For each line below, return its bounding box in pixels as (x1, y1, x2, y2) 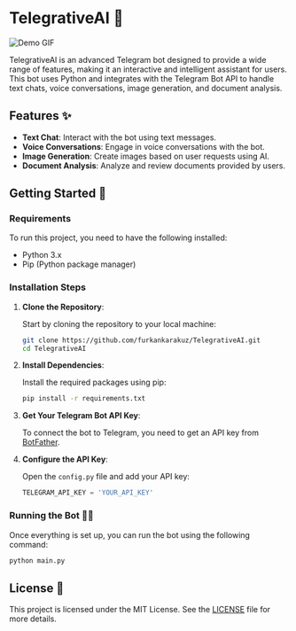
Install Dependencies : (21, 360, 105, 370)
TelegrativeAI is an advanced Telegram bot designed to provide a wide (9, 54, 267, 65)
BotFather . (21, 437, 60, 448)
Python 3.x (21, 250, 62, 261)
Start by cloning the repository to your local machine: (21, 318, 217, 329)
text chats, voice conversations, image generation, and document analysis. (9, 82, 283, 93)
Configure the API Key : (21, 454, 108, 464)
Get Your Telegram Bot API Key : (21, 410, 141, 421)
